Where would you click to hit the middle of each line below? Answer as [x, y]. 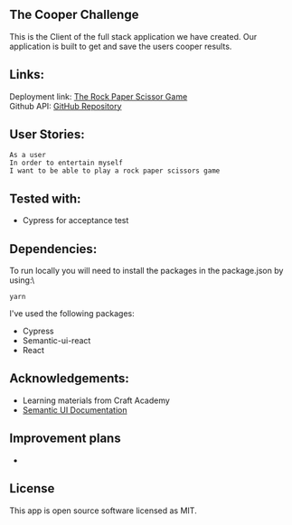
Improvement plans [65, 439]
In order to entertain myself [66, 163]
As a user [28, 155]
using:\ [22, 280]
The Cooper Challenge [74, 15]
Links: [27, 75]
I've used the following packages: [72, 314]
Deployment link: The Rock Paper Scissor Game [99, 96]
